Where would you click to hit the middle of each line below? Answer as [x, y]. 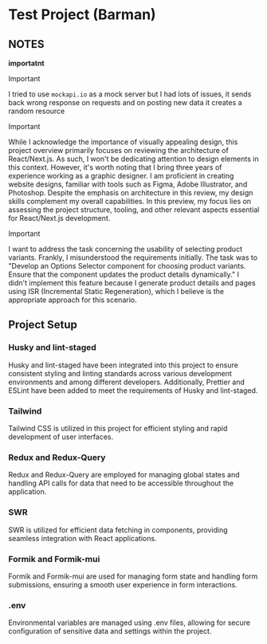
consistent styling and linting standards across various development [120, 373]
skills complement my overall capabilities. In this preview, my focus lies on [130, 201]
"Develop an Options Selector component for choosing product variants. [127, 266]
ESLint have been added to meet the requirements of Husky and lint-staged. [133, 390]
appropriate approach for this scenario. [73, 300]
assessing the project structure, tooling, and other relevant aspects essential [134, 210]
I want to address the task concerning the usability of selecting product [126, 249]
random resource [37, 111]
